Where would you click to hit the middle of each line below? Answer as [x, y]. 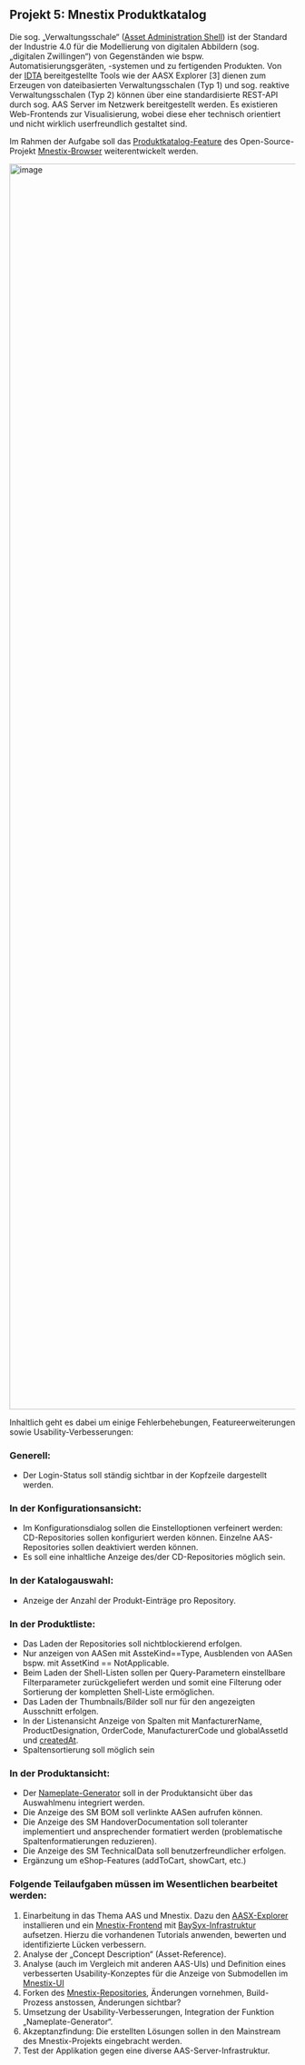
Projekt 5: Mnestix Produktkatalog [108, 15]
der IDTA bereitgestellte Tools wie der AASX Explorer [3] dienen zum [138, 75]
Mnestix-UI [44, 1982]
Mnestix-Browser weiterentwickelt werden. [118, 151]
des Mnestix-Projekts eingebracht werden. [102, 2040]
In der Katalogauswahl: [62, 1581]
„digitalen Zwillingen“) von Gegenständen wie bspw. [107, 56]
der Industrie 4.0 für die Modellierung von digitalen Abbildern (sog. [134, 46]
